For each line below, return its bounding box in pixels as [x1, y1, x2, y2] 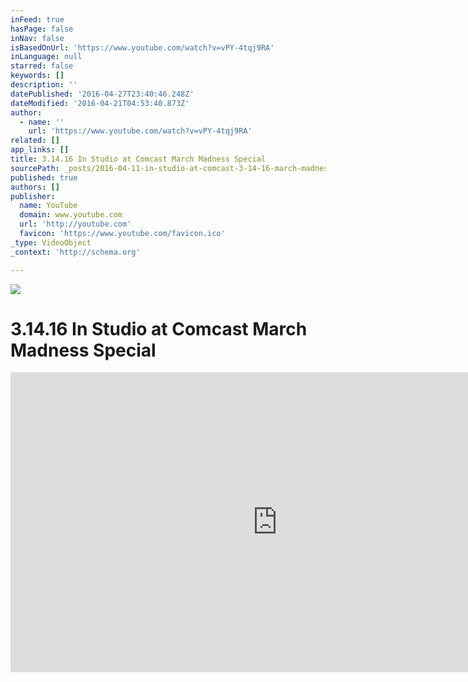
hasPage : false [10, 24, 74, 34]
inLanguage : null [10, 52, 83, 62]
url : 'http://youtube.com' [19, 219, 132, 230]
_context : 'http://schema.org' [10, 247, 141, 257]
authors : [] [10, 182, 60, 192]
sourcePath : [10, 163, 60, 173]
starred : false [10, 61, 74, 71]
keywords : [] [10, 71, 65, 81]
